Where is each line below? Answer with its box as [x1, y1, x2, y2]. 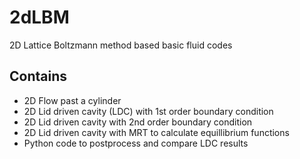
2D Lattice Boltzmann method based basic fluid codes [9, 39, 233, 51]
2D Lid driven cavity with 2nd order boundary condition [23, 116, 253, 128]
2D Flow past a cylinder [23, 94, 122, 106]
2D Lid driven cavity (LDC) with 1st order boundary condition [23, 105, 274, 117]
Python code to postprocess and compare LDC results [23, 137, 249, 149]
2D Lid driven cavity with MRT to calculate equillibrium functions [23, 126, 290, 138]
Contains [9, 68, 67, 85]
